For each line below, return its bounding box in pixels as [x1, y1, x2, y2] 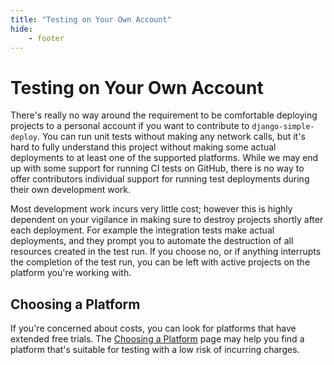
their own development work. [10, 184, 132, 196]
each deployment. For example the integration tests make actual [10, 224, 275, 236]
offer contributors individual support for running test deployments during [10, 173, 310, 185]
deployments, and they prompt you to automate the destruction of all [10, 235, 294, 247]
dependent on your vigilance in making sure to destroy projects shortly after [10, 214, 324, 226]
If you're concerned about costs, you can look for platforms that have [10, 322, 297, 335]
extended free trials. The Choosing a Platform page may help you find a [10, 333, 305, 345]
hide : [10, 24, 33, 34]
